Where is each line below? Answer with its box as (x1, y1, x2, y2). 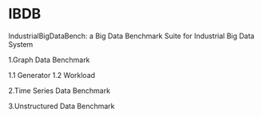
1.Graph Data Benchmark (8, 55, 90, 64)
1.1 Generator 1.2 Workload (8, 70, 96, 80)
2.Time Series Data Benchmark (8, 85, 110, 96)
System (8, 39, 34, 49)
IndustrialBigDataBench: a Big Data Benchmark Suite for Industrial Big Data (8, 31, 255, 41)
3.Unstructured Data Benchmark (8, 101, 115, 111)
